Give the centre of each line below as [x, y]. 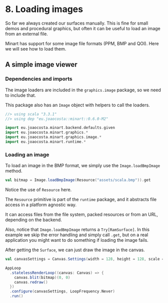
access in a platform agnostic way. [41, 205]
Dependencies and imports [39, 79]
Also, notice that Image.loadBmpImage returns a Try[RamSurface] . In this [77, 230]
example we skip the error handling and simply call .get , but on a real [77, 235]
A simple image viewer [41, 64]
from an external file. [27, 34]
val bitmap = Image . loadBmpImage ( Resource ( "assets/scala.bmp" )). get [78, 180]
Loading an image [27, 155]
